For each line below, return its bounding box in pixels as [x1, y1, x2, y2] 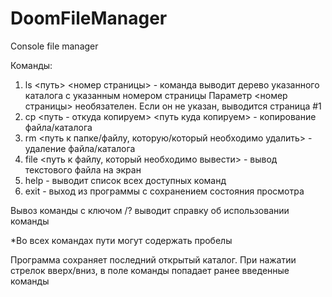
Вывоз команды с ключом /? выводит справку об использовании [10, 204, 290, 216]
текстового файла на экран [24, 163, 142, 176]
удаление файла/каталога [24, 142, 136, 154]
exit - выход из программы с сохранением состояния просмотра [24, 185, 305, 197]
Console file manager [10, 40, 99, 52]
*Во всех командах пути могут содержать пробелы [10, 234, 233, 246]
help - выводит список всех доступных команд [24, 174, 227, 186]
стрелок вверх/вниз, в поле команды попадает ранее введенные [10, 264, 290, 276]
